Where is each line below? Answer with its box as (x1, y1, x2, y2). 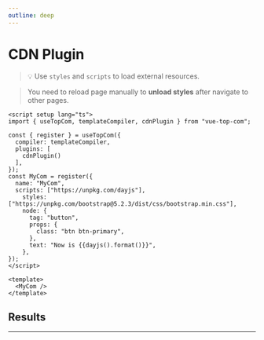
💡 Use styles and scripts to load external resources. (27, 71, 200, 81)
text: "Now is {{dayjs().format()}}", (28, 241, 156, 249)
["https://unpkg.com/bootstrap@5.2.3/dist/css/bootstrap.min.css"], (8, 199, 237, 208)
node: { (22, 207, 47, 214)
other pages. (27, 95, 69, 104)
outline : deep (8, 11, 55, 20)
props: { (28, 221, 58, 228)
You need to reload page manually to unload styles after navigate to (27, 87, 249, 97)
